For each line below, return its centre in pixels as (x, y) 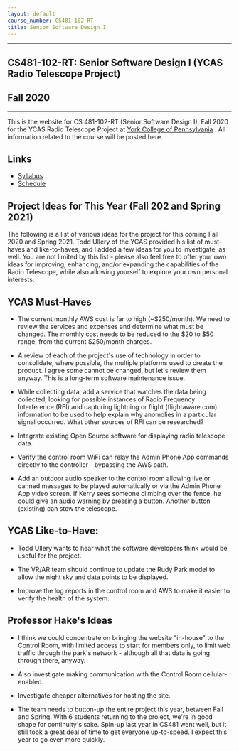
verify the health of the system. (64, 598)
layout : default (31, 14)
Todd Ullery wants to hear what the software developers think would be (122, 548)
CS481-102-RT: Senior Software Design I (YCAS (115, 62)
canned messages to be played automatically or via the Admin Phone (119, 486)
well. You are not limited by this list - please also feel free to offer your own (117, 257)
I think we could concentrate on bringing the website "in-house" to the (121, 637)
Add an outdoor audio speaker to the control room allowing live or (114, 479)
